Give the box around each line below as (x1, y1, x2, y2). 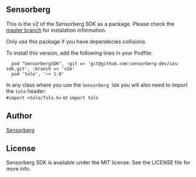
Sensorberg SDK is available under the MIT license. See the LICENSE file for (6, 159, 191, 166)
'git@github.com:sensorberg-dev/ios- (87, 61, 181, 66)
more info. (6, 165, 31, 172)
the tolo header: (6, 88, 46, 95)
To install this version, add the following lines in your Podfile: (6, 49, 153, 56)
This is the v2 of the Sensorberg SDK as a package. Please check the (6, 20, 175, 27)
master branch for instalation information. (6, 26, 107, 34)
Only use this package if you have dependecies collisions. (6, 38, 147, 45)
